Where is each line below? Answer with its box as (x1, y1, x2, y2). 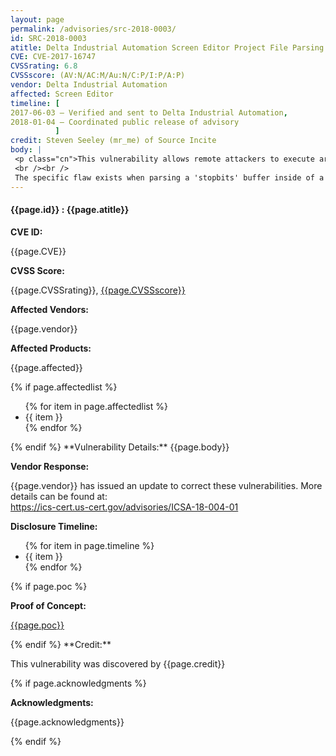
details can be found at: (10, 490, 108, 502)
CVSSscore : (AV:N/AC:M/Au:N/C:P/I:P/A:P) (10, 71, 186, 81)
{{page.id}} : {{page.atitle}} (10, 204, 130, 216)
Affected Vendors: (10, 303, 89, 315)
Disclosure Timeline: (10, 520, 98, 532)
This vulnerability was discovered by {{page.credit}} (10, 657, 226, 670)
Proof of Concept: (10, 599, 87, 611)
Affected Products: (10, 342, 92, 354)
